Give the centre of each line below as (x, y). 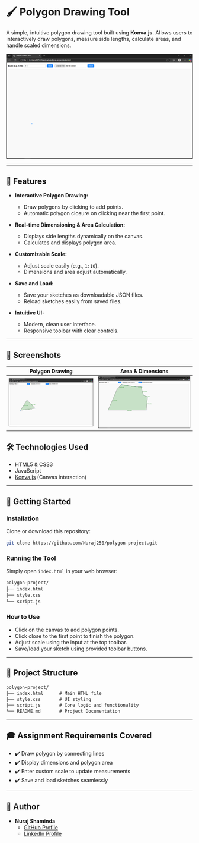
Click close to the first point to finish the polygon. (75, 636)
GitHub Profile (41, 827)
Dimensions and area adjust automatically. (75, 272)
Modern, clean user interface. (60, 325)
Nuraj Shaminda (35, 821)
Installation (23, 518)
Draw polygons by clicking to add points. (73, 207)
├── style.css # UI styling (49, 699)
